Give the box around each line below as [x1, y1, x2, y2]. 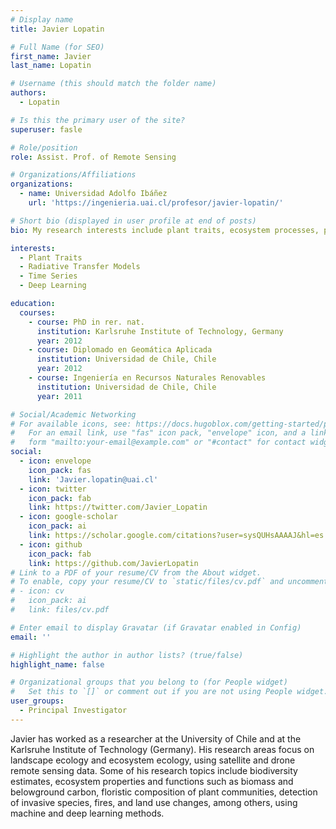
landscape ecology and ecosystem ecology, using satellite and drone [10, 754, 296, 766]
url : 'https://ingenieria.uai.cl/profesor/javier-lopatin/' [28, 198, 284, 208]
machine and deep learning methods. [10, 807, 165, 819]
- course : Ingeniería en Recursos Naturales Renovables [28, 373, 267, 383]
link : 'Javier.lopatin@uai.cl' [28, 474, 159, 485]
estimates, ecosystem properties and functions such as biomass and [10, 775, 294, 787]
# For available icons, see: [10, 419, 132, 429]
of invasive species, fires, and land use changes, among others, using [10, 796, 298, 808]
